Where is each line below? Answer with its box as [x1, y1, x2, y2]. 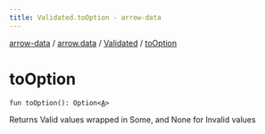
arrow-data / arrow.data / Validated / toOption [9, 38, 178, 48]
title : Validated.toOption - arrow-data [9, 13, 162, 22]
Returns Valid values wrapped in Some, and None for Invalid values [9, 113, 256, 125]
